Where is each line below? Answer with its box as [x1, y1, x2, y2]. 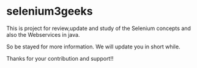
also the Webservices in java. [6, 31, 80, 38]
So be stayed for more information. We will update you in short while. [6, 43, 180, 50]
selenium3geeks [6, 4, 93, 18]
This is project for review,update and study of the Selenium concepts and [6, 25, 191, 32]
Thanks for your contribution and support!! [6, 55, 114, 62]
